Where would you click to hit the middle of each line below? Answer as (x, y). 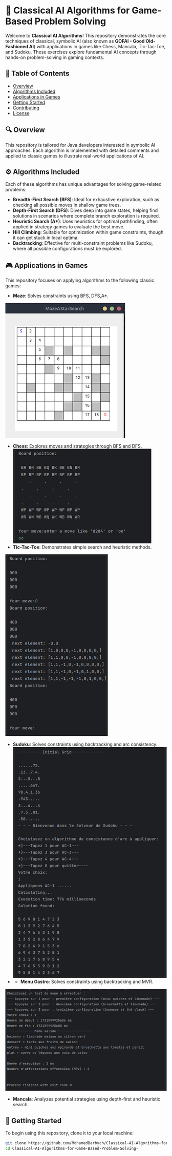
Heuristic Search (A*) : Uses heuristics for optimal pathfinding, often (85, 221)
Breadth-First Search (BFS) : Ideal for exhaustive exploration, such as (86, 200)
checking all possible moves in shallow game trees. (67, 205)
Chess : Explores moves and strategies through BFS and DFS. (77, 446)
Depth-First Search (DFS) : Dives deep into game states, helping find (85, 210)
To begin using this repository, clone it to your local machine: (70, 1133)
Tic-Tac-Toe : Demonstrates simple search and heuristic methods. (82, 547)
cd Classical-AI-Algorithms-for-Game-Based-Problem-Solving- (72, 1148)
